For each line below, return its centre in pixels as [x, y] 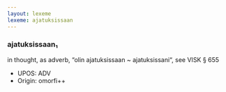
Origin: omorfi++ [42, 80]
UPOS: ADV [34, 73]
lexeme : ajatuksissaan [40, 20]
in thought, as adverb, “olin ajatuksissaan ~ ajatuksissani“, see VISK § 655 [113, 59]
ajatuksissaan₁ [32, 45]
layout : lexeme [29, 14]
